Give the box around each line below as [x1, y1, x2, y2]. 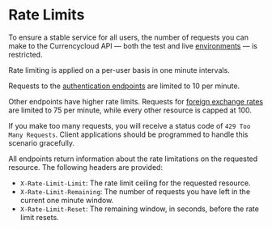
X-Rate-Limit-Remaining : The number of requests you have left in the [19, 186, 251, 196]
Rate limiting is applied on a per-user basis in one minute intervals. [8, 65, 231, 74]
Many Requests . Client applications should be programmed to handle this [8, 129, 249, 139]
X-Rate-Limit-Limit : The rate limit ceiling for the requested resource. [19, 178, 251, 188]
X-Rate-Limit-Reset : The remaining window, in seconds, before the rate [19, 204, 259, 214]
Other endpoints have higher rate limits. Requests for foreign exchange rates [8, 96, 264, 106]
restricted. [8, 49, 43, 59]
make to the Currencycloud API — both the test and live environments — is [8, 40, 257, 50]
